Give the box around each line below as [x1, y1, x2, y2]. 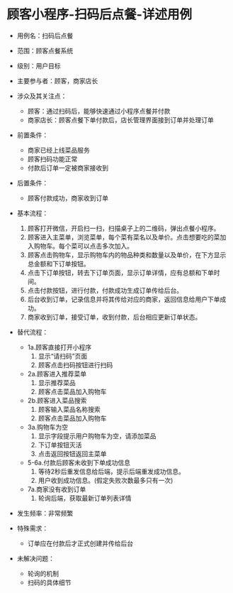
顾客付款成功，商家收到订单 [27, 193, 109, 202]
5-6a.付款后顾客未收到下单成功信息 [27, 458, 130, 467]
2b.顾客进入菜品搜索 [27, 396, 87, 405]
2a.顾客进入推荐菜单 [27, 369, 87, 378]
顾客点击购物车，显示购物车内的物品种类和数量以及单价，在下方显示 [27, 250, 227, 259]
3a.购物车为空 [27, 423, 69, 431]
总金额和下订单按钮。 [27, 259, 90, 268]
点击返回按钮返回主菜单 [38, 449, 107, 458]
